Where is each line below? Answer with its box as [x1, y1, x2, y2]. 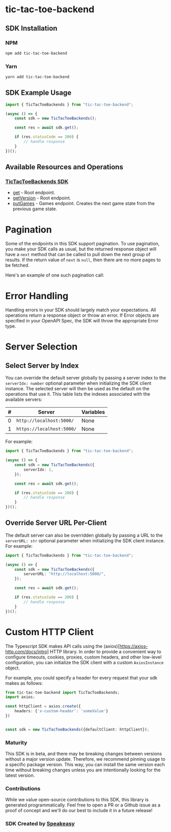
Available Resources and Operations [5, 163, 124, 171]
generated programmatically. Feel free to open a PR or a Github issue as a [5, 802, 161, 808]
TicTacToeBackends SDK [5, 178, 69, 185]
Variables [81, 409, 106, 416]
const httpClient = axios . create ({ [5, 704, 81, 709]
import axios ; [5, 695, 36, 700]
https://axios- [119, 643, 148, 649]
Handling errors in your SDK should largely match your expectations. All [5, 307, 156, 313]
